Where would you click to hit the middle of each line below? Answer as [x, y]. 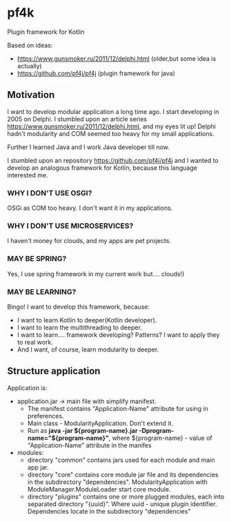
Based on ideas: [30, 45]
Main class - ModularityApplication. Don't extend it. [100, 423]
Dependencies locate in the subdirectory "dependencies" [109, 511]
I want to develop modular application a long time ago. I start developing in [113, 111]
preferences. [46, 416]
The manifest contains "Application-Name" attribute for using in [118, 408]
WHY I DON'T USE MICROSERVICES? [70, 226]
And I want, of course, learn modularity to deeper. [88, 349]
